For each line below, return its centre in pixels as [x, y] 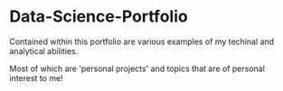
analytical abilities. [44, 50]
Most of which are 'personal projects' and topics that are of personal [137, 68]
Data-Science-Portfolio [99, 17]
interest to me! [36, 77]
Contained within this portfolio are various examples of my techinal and [141, 41]
